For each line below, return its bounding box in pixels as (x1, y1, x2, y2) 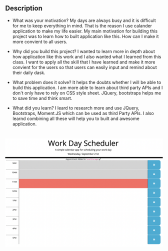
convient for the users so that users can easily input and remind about (12, 64, 157, 70)
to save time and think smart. (12, 95, 72, 101)
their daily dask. (12, 69, 46, 75)
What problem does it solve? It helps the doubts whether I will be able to (12, 79, 161, 85)
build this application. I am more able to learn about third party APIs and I (12, 84, 163, 90)
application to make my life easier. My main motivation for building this (12, 28, 158, 34)
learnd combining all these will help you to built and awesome (12, 115, 140, 121)
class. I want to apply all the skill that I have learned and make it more (12, 59, 155, 65)
